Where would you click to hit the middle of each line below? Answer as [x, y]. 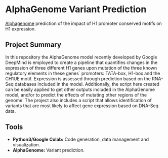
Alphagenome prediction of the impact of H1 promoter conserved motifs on [83, 23]
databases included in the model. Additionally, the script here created [87, 84]
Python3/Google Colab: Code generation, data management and [81, 139]
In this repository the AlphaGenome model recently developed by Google [81, 57]
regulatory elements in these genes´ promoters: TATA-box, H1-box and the [83, 73]
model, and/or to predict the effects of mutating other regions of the [76, 94]
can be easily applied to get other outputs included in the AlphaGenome [80, 89]
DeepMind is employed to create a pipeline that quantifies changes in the [81, 62]
